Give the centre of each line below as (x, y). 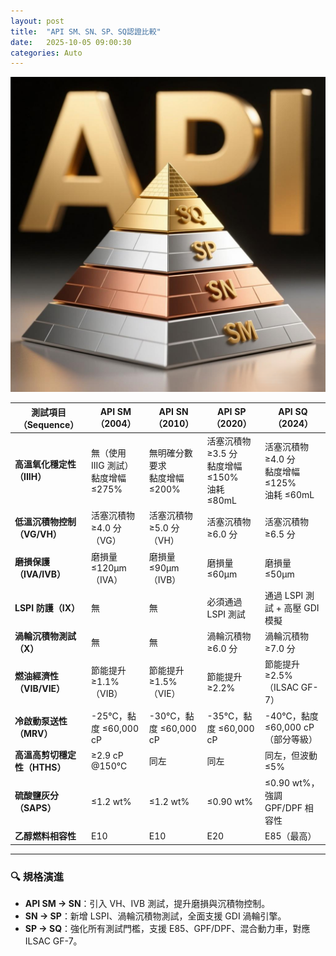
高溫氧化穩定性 (45, 464)
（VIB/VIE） (40, 688)
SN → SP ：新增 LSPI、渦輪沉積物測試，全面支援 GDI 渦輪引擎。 (155, 916)
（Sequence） (49, 424)
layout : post (37, 21)
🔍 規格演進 (37, 877)
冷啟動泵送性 (41, 721)
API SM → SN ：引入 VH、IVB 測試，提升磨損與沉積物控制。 (147, 904)
